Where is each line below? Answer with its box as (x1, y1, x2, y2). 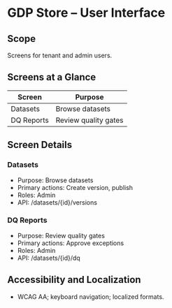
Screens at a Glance (7, 71, 96, 83)
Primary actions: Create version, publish (17, 183, 134, 191)
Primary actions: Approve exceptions (17, 239, 124, 247)
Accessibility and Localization (7, 274, 141, 286)
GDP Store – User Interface (7, 5, 166, 21)
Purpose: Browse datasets (17, 176, 94, 184)
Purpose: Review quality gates (17, 231, 105, 240)
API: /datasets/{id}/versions (17, 198, 98, 207)
